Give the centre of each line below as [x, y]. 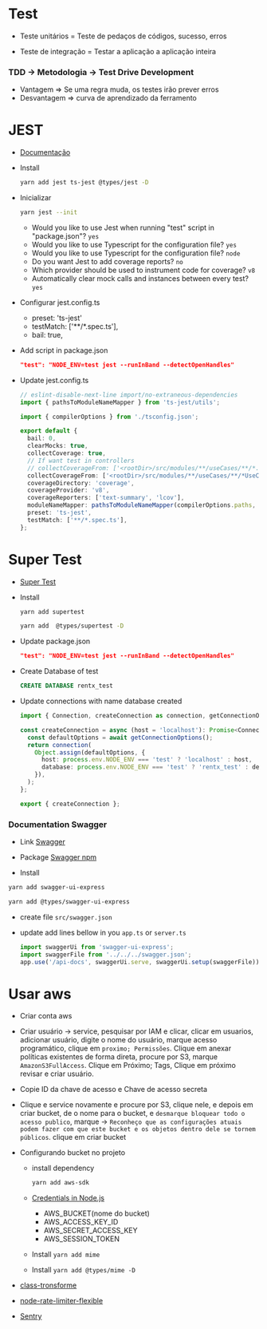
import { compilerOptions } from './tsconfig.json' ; [109, 417]
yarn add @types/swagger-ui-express [69, 902]
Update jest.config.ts [54, 380]
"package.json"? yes [65, 235]
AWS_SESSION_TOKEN [82, 1239]
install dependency [63, 1168]
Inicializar [35, 198]
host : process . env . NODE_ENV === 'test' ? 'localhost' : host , [147, 760]
